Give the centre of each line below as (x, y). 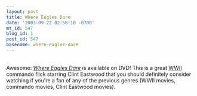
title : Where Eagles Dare (38, 17)
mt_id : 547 (20, 28)
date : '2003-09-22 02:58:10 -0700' (50, 23)
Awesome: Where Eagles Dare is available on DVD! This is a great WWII (94, 68)
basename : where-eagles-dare (42, 45)
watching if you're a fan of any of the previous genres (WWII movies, (91, 80)
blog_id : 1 (20, 34)
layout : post (22, 12)
